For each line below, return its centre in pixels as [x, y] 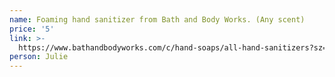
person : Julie [39, 57]
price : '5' [32, 29]
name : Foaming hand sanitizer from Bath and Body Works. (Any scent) [157, 19]
